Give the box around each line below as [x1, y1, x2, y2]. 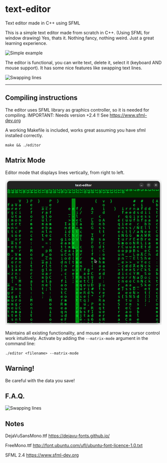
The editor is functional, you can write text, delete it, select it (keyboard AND [5, 59, 162, 65]
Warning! [5, 364, 35, 373]
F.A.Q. [5, 392, 25, 400]
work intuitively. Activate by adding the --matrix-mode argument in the [5, 335, 148, 341]
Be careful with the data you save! [5, 377, 75, 383]
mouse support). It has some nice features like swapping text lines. [5, 65, 143, 71]
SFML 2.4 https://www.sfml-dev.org [5, 452, 79, 458]
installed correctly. [5, 132, 43, 138]
